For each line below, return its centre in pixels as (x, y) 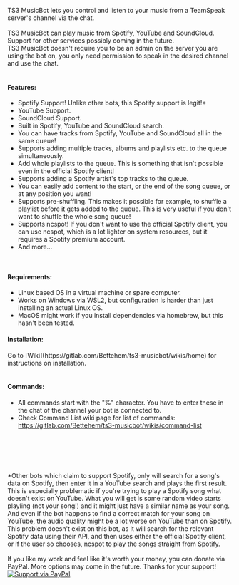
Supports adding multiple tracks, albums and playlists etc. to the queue (122, 148)
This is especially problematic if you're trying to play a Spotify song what (115, 490)
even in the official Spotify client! (66, 171)
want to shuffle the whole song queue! (74, 217)
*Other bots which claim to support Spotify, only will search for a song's (113, 475)
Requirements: (30, 276)
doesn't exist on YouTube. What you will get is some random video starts (114, 498)
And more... (35, 247)
